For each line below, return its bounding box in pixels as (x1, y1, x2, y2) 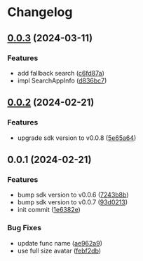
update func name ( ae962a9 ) (17, 239, 103, 247)
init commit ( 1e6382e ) (17, 206, 81, 214)
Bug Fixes (7, 223, 42, 233)
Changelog (7, 4, 73, 20)
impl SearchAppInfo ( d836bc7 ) (17, 76, 107, 85)
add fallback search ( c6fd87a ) (17, 69, 105, 77)
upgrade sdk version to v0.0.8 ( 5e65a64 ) (17, 134, 137, 142)
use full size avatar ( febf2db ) (17, 246, 102, 255)
